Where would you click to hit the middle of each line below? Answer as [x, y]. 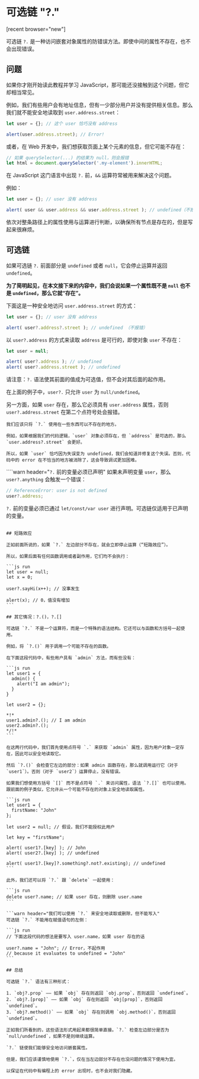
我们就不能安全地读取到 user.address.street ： [63, 112]
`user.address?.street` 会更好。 [46, 443]
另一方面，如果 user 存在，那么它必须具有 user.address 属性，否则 [87, 404]
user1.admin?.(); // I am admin [46, 720]
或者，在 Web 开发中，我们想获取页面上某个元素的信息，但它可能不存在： [96, 146]
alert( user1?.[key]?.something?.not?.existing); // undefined [86, 863]
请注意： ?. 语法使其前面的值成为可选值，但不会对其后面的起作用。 [87, 379]
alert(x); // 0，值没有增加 [38, 600]
